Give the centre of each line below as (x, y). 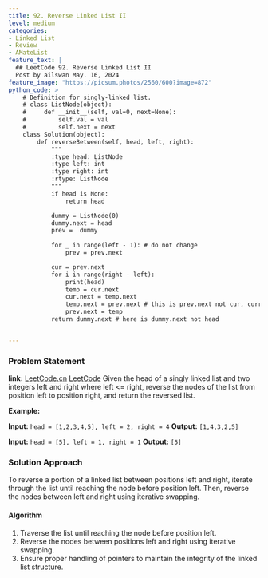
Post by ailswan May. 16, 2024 (67, 75)
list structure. (41, 567)
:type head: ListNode (87, 156)
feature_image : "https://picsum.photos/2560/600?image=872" (110, 82)
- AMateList (28, 53)
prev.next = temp (94, 312)
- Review (23, 46)
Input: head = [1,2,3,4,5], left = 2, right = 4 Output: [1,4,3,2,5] (124, 426)
